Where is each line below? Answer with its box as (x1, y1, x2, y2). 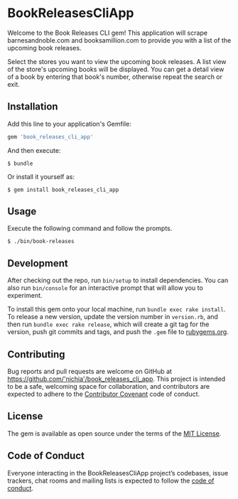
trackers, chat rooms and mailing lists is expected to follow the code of (7, 476, 215, 485)
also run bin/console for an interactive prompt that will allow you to (7, 284, 204, 292)
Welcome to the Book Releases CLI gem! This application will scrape (7, 28, 208, 37)
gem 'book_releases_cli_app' (7, 133, 94, 140)
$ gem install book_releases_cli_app (7, 186, 119, 193)
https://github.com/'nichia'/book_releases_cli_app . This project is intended (7, 375, 226, 383)
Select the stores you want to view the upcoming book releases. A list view (7, 57, 227, 65)
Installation (7, 101, 58, 113)
